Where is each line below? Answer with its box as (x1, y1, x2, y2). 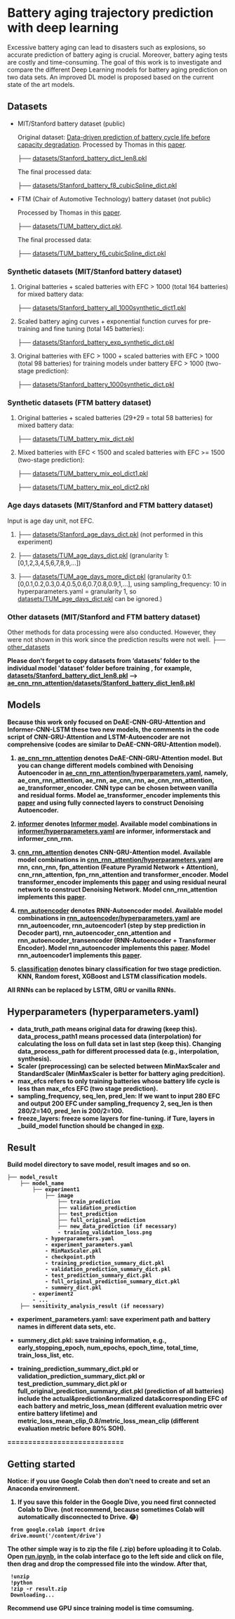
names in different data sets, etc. (17, 1322, 116, 1331)
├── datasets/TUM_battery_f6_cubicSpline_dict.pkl (17, 249, 166, 257)
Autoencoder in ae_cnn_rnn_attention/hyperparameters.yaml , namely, (17, 768, 228, 777)
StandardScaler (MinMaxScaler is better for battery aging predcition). (17, 1069, 226, 1077)
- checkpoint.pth (44, 1254, 96, 1261)
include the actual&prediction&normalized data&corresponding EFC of (17, 1395, 228, 1403)
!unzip (10, 1573, 30, 1580)
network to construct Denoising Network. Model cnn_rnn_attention (17, 885, 217, 894)
